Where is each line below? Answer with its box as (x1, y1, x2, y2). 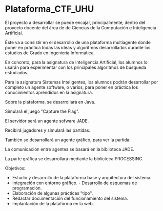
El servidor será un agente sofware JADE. (5, 118, 89, 124)
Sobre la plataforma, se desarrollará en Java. (5, 99, 96, 105)
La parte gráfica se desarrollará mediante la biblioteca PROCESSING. (5, 155, 144, 162)
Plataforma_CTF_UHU (5, 3, 94, 15)
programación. (12, 185, 42, 191)
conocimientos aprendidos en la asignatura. (5, 89, 93, 95)
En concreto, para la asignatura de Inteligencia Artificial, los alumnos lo (5, 59, 148, 65)
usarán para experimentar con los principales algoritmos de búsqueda (5, 64, 146, 70)
